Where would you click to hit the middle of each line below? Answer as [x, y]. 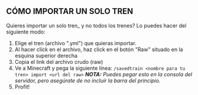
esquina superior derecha [46, 55]
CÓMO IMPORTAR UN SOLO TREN [70, 11]
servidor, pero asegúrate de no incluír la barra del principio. [87, 80]
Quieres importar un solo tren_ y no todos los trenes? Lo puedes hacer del [96, 25]
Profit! [22, 87]
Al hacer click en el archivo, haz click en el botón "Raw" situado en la [99, 49]
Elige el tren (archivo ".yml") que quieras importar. [76, 43]
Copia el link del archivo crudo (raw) [59, 62]
